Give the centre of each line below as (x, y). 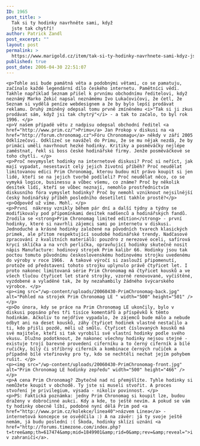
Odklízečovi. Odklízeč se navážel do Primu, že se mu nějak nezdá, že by (100, 141)
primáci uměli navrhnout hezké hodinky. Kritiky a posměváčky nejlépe (96, 146)
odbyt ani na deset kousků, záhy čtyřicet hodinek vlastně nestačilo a (97, 323)
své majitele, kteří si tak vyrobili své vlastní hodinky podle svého (96, 333)
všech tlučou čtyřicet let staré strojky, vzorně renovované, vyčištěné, (100, 276)
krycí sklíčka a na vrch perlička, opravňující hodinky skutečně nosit (97, 245)
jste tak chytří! (33, 28)
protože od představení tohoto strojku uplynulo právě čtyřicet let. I (97, 266)
